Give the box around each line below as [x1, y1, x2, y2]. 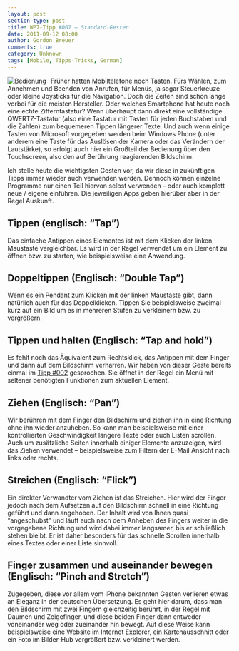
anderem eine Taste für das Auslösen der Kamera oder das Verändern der [7, 137, 225, 146]
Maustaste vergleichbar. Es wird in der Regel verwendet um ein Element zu [7, 243, 228, 252]
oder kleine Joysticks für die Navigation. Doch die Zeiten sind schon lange [7, 91, 226, 100]
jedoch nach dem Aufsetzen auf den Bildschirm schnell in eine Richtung [7, 500, 219, 509]
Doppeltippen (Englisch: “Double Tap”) [7, 272, 185, 284]
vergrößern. [7, 313, 43, 322]
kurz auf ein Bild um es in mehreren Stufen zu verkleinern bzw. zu [7, 306, 201, 315]
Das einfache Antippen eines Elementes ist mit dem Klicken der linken [7, 236, 213, 245]
